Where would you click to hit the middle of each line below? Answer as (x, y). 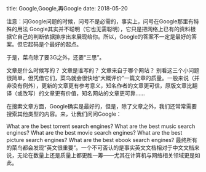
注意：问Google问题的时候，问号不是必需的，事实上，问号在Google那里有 (100, 21)
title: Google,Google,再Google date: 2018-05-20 (67, 8)
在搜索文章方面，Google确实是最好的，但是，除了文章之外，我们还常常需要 (102, 106)
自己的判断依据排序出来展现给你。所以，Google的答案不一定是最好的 (104, 37)
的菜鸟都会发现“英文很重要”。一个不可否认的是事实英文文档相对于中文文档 (101, 148)
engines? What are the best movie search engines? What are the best (94, 133)
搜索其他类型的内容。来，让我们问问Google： (64, 114)
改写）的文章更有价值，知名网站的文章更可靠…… (84, 93)
